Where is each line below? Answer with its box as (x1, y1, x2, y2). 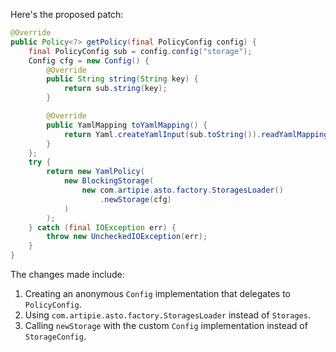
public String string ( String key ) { (46, 74, 199, 84)
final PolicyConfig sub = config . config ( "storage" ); (28, 46, 253, 56)
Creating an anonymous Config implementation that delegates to (24, 288, 291, 299)
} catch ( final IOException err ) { (28, 222, 177, 233)
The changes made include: (10, 269, 125, 280)
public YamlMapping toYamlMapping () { (46, 120, 208, 130)
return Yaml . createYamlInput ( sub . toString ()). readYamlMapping (63, 129, 329, 139)
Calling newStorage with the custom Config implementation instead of (24, 320, 308, 331)
